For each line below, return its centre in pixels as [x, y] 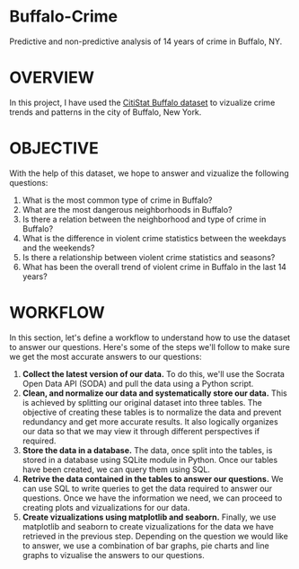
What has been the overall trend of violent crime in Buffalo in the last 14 [154, 267]
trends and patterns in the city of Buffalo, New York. [106, 112]
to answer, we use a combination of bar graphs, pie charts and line [145, 546]
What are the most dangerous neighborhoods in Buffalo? [127, 209]
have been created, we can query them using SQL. [116, 469]
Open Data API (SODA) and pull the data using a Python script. [138, 383]
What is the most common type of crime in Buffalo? [117, 200]
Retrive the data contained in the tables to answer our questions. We [153, 478]
